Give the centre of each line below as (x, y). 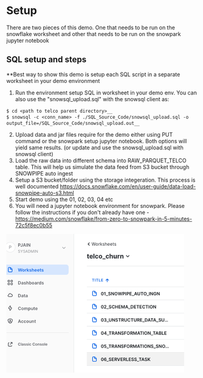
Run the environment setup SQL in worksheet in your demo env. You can (106, 93)
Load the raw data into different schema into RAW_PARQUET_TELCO (101, 160)
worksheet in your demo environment (53, 80)
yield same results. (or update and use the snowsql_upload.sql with (99, 148)
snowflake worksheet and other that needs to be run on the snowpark (94, 34)
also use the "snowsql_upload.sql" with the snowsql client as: (92, 99)
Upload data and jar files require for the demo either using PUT (94, 134)
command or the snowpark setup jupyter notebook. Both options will (101, 141)
